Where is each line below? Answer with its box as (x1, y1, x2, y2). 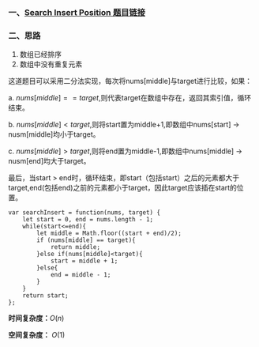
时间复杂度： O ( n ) (8, 314, 65, 323)
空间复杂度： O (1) (8, 330, 66, 340)
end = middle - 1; (50, 271, 111, 279)
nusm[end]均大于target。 (8, 157, 91, 166)
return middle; (50, 243, 101, 251)
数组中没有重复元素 (19, 59, 83, 69)
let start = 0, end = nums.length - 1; (22, 216, 154, 224)
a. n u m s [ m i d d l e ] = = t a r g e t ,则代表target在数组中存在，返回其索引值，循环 (8, 93, 252, 103)
